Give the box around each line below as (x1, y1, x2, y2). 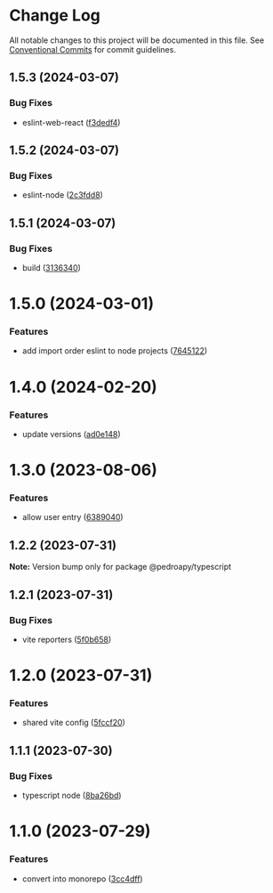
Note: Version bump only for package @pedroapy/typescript (9, 562, 232, 572)
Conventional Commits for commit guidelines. (9, 44, 176, 54)
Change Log (9, 5, 100, 26)
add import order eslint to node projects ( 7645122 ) (21, 345, 208, 356)
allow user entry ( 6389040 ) (21, 512, 124, 523)
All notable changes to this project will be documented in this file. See (9, 35, 265, 45)
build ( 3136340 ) (21, 263, 82, 272)
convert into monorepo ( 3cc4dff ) (21, 873, 144, 884)
